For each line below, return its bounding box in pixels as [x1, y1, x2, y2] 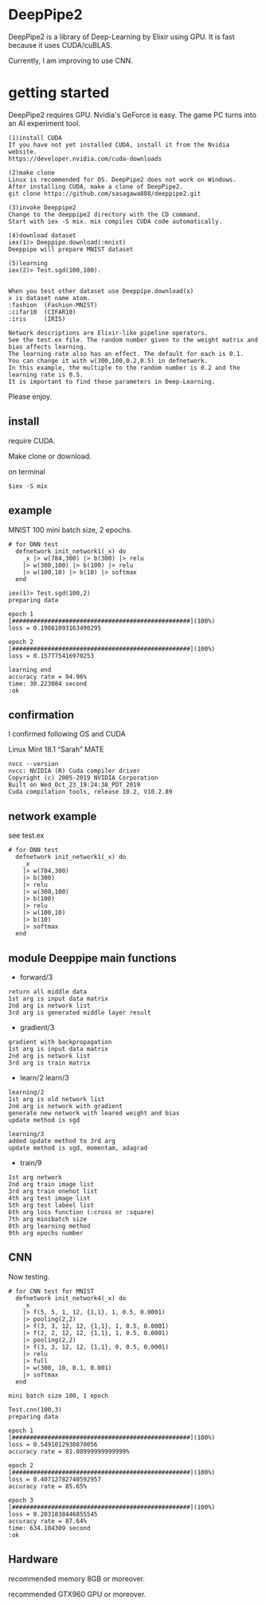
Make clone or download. [8, 451, 92, 461]
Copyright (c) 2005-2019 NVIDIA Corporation [8, 774, 158, 782]
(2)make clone [8, 169, 56, 177]
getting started [8, 84, 110, 102]
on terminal [8, 467, 45, 476]
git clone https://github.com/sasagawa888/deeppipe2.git [8, 189, 201, 197]
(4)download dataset [8, 231, 77, 240]
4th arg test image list [8, 1194, 91, 1202]
